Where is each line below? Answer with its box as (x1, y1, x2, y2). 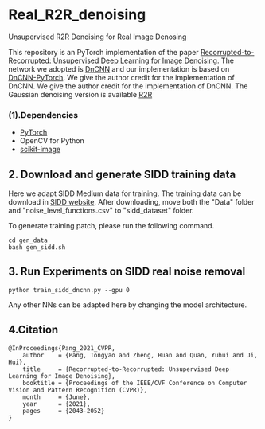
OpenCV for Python (19, 136, 85, 146)
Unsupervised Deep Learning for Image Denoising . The (53, 56, 235, 65)
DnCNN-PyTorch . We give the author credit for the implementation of (8, 72, 235, 82)
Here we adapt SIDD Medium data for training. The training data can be (8, 189, 242, 198)
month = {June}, (22, 392, 91, 401)
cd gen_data (8, 236, 48, 244)
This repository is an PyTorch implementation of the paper (8, 47, 199, 57)
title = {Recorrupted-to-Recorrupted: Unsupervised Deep (22, 365, 229, 373)
